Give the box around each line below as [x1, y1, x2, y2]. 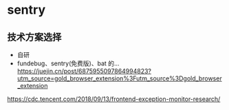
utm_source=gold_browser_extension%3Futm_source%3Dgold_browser [17, 74, 222, 82]
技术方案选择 [7, 31, 62, 43]
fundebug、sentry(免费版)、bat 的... [17, 59, 120, 67]
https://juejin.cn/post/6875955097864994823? [17, 67, 152, 75]
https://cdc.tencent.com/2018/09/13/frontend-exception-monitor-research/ [7, 95, 221, 103]
